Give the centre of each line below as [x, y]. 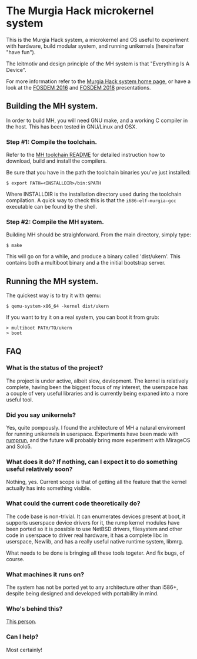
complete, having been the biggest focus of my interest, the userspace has [97, 387]
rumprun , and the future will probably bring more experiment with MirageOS [98, 440]
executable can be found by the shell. [51, 207]
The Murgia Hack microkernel [80, 11]
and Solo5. [19, 447]
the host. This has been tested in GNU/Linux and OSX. [71, 126]
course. [15, 559]
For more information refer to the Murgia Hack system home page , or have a [98, 81]
